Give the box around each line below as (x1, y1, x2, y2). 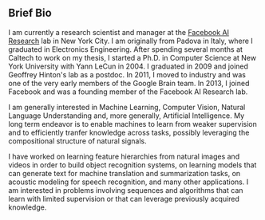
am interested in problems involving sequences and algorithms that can (8, 185, 243, 194)
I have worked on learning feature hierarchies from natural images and (8, 151, 240, 161)
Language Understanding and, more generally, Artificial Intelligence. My (8, 111, 245, 120)
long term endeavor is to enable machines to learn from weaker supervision (8, 119, 257, 128)
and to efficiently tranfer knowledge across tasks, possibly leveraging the (8, 128, 250, 137)
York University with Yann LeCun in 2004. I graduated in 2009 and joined (8, 61, 249, 71)
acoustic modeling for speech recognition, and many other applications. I (8, 177, 249, 187)
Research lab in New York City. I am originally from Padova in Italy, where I (8, 36, 253, 45)
